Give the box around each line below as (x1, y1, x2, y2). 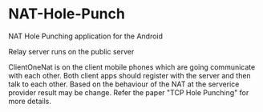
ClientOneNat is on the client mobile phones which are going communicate (8, 62, 256, 72)
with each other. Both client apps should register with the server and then (8, 70, 251, 80)
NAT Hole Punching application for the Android (8, 31, 163, 41)
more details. (8, 96, 52, 106)
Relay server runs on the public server (8, 46, 135, 56)
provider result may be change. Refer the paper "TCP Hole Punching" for (8, 87, 249, 97)
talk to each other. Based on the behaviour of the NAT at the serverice (8, 79, 240, 89)
